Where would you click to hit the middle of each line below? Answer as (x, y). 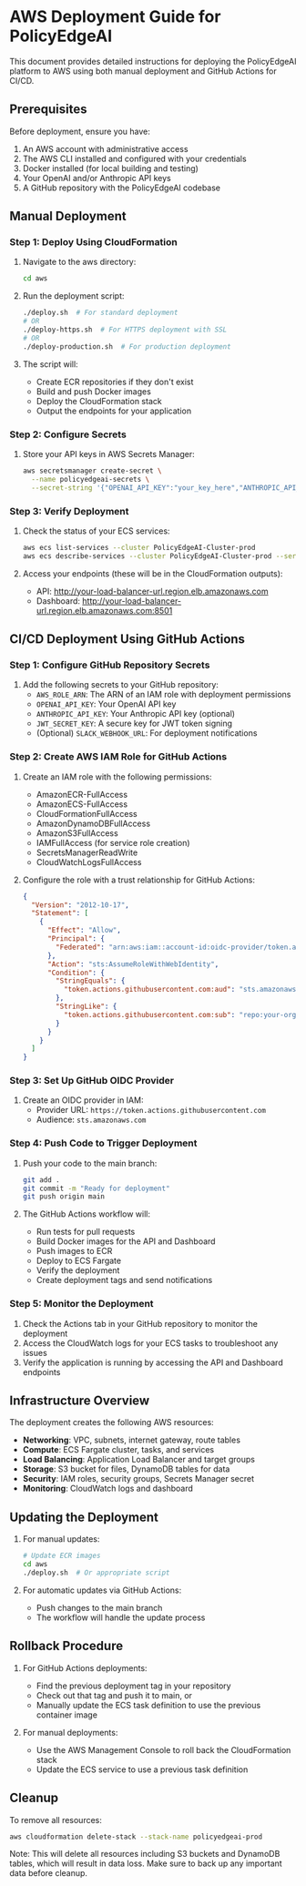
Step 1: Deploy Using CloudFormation (93, 242)
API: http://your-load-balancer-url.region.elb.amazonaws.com (152, 591)
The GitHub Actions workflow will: (86, 1214)
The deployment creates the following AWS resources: (112, 1422)
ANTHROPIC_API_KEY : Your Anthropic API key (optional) (135, 714)
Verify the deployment (78, 1270)
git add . (41, 1180)
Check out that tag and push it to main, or (114, 1695)
